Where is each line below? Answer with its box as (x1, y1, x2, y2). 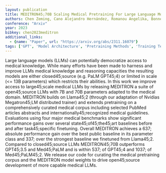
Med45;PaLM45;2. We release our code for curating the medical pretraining (5, 151, 160, 158)
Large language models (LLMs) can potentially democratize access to (5, 57, 147, 63)
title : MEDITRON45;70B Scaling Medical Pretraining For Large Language (5, 12, 156, 17)
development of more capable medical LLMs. (5, 162, 97, 168)
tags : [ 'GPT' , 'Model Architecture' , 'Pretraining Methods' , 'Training (5, 44, 156, 49)
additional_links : (5, 35, 43, 40)
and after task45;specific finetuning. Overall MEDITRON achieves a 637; (5, 125, 152, 131)
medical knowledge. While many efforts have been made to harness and (5, 63, 153, 69)
